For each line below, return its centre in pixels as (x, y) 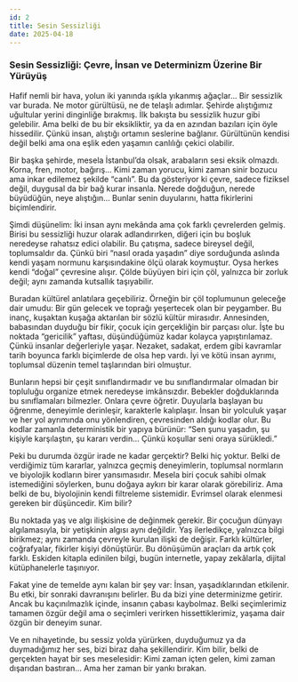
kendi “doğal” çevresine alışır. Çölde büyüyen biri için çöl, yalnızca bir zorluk (149, 271)
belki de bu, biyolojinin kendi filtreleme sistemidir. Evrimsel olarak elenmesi (146, 493)
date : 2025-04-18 (41, 34)
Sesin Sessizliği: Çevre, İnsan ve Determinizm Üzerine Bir (136, 65)
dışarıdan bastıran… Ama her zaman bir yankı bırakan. (108, 668)
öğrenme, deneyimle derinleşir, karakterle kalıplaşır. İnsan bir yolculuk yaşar (148, 410)
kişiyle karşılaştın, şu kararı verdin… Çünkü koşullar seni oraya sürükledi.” (143, 438)
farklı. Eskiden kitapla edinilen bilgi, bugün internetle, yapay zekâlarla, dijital (148, 558)
